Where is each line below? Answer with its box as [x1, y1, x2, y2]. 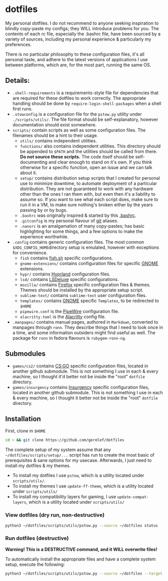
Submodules [5, 350, 46, 358]
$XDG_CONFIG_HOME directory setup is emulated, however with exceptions [12, 244, 159, 250]
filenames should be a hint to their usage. [12, 132, 98, 138]
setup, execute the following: [5, 561, 65, 567]
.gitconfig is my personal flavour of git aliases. [20, 217, 119, 224]
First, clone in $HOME [5, 428, 46, 434]
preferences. [5, 41, 32, 47]
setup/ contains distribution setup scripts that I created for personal [20, 175, 160, 181]
